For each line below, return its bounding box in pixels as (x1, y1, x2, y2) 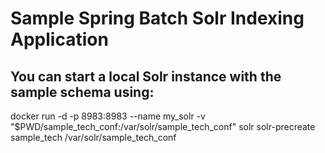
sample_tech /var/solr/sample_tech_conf (10, 132, 177, 143)
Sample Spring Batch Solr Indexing (10, 7, 305, 30)
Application (10, 28, 109, 51)
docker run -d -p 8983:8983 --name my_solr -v (10, 110, 206, 122)
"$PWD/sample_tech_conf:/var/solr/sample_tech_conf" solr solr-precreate (10, 121, 316, 132)
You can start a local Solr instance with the (10, 68, 282, 85)
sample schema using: (10, 83, 155, 101)
